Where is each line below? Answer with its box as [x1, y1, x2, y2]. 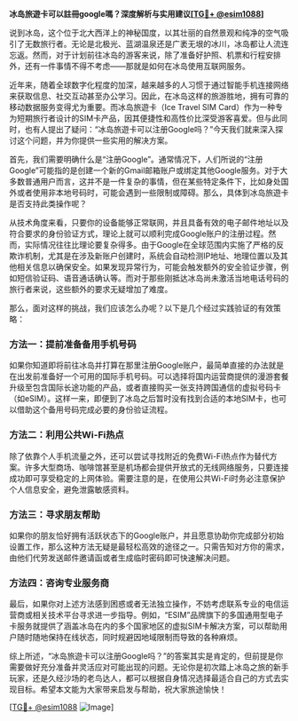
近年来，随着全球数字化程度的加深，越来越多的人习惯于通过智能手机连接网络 [9, 80, 289, 90]
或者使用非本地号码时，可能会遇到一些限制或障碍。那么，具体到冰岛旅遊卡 [16, 187, 289, 198]
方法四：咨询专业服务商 [9, 576, 109, 589]
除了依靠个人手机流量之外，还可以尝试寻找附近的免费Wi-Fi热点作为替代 [9, 450, 271, 461]
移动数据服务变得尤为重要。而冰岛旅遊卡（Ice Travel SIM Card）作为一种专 [9, 102, 284, 112]
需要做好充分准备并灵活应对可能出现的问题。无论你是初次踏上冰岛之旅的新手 [9, 662, 289, 673]
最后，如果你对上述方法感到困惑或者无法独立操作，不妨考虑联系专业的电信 [9, 598, 281, 609]
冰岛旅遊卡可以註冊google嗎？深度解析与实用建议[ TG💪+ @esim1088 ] [9, 9, 264, 19]
